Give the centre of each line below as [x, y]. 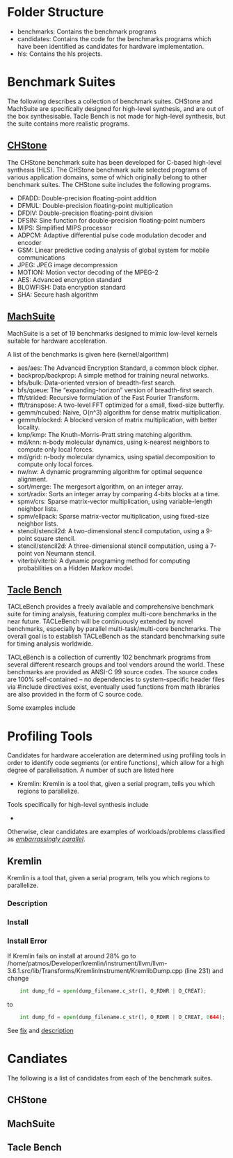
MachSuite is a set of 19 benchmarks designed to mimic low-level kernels [112, 333]
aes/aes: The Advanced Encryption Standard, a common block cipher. [118, 368]
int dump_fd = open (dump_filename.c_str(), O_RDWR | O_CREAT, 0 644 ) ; [123, 1017]
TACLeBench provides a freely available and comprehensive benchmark [111, 607]
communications [41, 257]
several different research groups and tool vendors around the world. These [116, 665]
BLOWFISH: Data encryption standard [71, 287]
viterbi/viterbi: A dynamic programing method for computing [104, 561]
